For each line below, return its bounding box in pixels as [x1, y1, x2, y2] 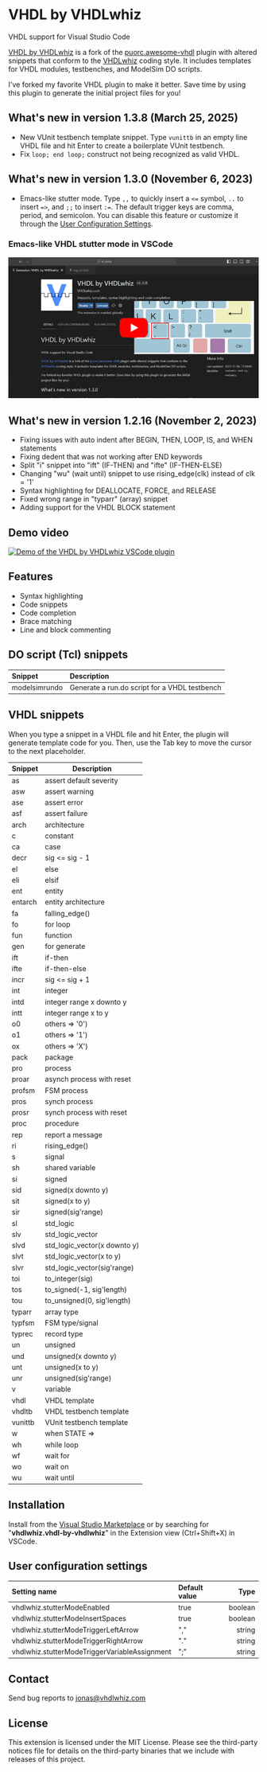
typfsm [11, 1317, 35, 1327]
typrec [11, 1329, 33, 1338]
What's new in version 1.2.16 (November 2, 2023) [8, 414, 257, 427]
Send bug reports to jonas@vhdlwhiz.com [8, 1693, 146, 1703]
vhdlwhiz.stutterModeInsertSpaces [11, 1614, 127, 1623]
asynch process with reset [44, 1075, 131, 1084]
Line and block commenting [19, 625, 111, 634]
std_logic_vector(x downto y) [44, 1240, 140, 1250]
